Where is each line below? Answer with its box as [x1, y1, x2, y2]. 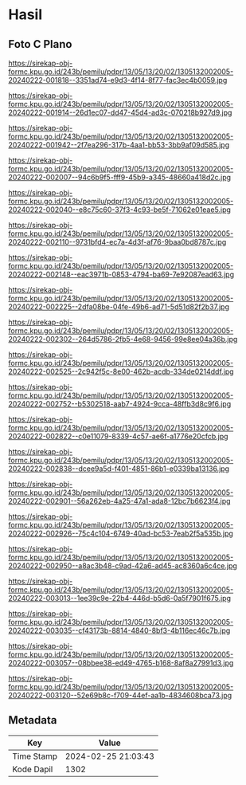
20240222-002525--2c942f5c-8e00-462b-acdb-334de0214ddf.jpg [8, 367, 234, 376]
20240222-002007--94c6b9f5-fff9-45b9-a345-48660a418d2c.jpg [8, 173, 232, 182]
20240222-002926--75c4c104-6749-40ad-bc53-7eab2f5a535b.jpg [8, 528, 233, 538]
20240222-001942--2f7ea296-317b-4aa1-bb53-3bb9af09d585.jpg [8, 140, 230, 149]
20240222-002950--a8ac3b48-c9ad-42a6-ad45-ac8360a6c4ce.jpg [8, 561, 237, 571]
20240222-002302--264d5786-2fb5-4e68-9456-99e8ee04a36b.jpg [8, 335, 238, 343]
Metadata [8, 713, 57, 727]
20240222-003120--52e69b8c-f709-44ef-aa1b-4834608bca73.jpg [8, 691, 232, 700]
